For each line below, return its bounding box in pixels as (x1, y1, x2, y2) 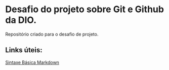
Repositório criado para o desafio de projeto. (5, 31, 99, 37)
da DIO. (5, 14, 37, 26)
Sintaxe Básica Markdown (5, 59, 60, 65)
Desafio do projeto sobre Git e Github (5, 4, 164, 15)
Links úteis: (5, 46, 43, 54)
